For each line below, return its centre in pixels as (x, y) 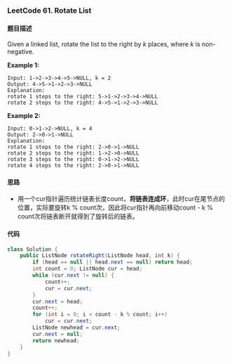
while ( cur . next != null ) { (73, 275)
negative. (21, 52)
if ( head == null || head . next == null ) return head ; (112, 262)
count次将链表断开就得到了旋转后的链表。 (78, 216)
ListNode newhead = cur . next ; (76, 328)
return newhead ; (56, 340)
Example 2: (24, 116)
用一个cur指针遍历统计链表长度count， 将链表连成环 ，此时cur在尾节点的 (121, 199)
